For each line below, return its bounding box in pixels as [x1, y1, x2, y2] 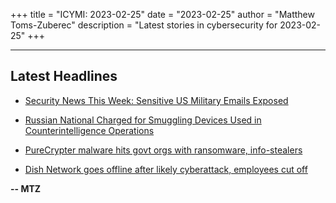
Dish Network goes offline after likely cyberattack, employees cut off [24, 163, 308, 175]
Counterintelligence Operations [24, 124, 155, 136]
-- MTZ [10, 182, 42, 194]
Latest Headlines [10, 68, 118, 85]
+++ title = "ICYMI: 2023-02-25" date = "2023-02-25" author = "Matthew [10, 9, 315, 20]
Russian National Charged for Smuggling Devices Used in [24, 114, 262, 126]
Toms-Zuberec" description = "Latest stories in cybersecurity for [10, 19, 278, 31]
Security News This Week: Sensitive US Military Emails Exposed [24, 94, 289, 106]
